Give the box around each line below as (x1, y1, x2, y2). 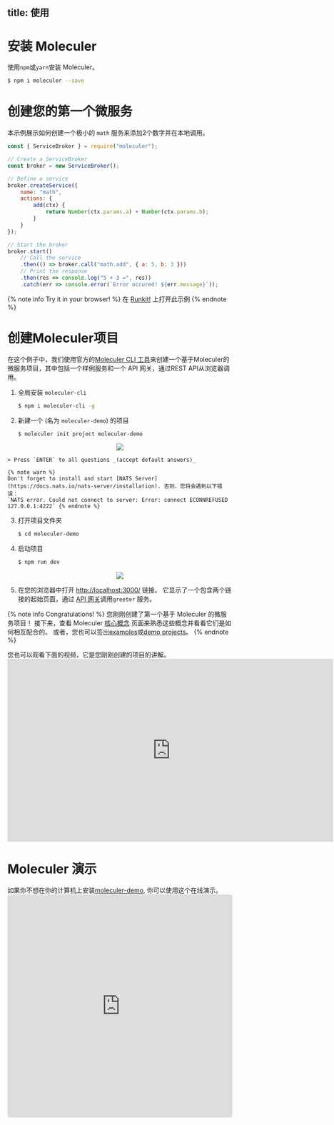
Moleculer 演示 (7, 861, 97, 877)
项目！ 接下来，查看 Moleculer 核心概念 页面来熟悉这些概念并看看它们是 (13, 619, 226, 627)
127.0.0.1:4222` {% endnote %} (7, 503, 101, 510)
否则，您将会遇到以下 (163, 483, 218, 490)
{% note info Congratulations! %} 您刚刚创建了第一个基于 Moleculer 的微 (7, 610, 221, 619)
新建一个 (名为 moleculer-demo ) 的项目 (17, 416, 130, 425)
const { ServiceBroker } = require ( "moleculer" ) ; (7, 143, 158, 150)
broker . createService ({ (7, 181, 79, 189)
